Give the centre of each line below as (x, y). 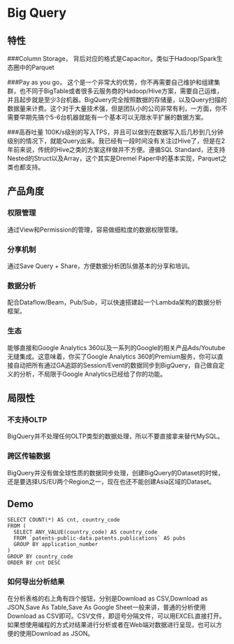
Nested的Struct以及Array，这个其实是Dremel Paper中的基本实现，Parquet (114, 158)
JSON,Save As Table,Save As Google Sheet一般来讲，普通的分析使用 (107, 607)
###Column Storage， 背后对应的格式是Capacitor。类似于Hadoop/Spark (112, 58)
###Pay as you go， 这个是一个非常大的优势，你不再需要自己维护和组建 (111, 82)
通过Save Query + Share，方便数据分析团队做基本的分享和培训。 (101, 266)
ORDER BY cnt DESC (34, 563)
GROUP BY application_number (56, 545)
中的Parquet (37, 67)
